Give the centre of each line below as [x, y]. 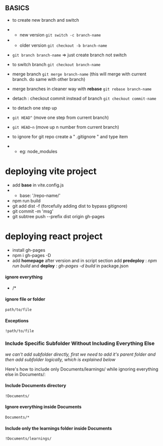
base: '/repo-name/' [40, 195]
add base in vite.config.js [38, 185]
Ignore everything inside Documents [43, 407]
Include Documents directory [36, 386]
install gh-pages [29, 250]
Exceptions [17, 321]
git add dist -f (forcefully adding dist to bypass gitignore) [70, 206]
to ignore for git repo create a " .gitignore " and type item [70, 136]
